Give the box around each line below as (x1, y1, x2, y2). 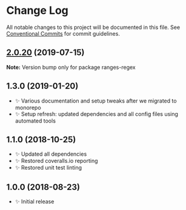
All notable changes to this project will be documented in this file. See (6, 24, 181, 31)
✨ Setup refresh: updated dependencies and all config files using (15, 110, 179, 118)
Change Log (6, 4, 68, 17)
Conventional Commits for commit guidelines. (6, 30, 120, 37)
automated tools (15, 117, 56, 124)
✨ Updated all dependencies (15, 150, 87, 157)
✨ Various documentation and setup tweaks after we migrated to (15, 97, 177, 104)
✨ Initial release (15, 198, 55, 205)
